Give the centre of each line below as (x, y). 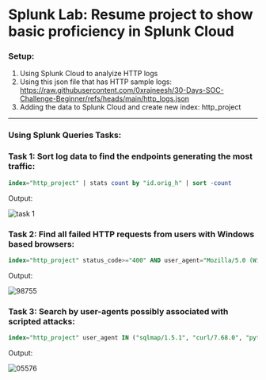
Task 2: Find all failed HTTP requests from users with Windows (131, 234)
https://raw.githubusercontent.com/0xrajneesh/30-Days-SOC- (122, 90)
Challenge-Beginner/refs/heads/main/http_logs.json (104, 99)
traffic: (22, 167)
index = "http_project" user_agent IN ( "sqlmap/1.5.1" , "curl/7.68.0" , (125, 338)
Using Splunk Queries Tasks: (65, 135)
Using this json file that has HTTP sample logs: (96, 82)
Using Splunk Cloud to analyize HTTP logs (89, 74)
